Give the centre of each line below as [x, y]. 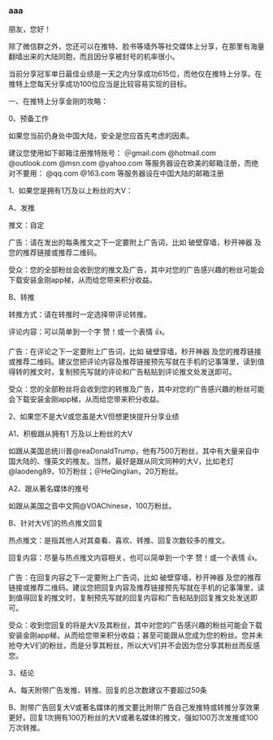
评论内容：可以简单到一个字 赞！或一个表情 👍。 [89, 332]
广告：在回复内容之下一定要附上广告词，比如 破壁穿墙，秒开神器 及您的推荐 [135, 578]
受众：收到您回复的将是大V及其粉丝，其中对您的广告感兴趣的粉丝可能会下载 [135, 625]
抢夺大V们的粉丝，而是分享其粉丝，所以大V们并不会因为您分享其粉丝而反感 [134, 646]
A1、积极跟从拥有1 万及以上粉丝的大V [71, 434]
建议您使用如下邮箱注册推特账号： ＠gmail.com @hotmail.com [113, 153]
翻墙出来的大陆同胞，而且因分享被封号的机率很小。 [94, 57]
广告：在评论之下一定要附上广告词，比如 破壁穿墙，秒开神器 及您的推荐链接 [135, 352]
